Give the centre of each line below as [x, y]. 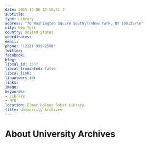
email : [12, 42]
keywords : [15, 92]
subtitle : [15, 14]
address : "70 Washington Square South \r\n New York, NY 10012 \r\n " [74, 23]
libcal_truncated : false [30, 69]
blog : [11, 60]
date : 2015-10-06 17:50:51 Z [35, 10]
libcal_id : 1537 [22, 64]
